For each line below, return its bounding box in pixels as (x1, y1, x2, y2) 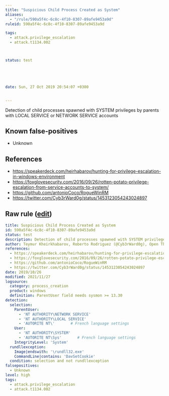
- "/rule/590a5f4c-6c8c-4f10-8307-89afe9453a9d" (10, 17, 114, 22)
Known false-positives (5, 127, 78, 136)
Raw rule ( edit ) (5, 209, 52, 218)
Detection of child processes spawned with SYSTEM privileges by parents (5, 107, 159, 113)
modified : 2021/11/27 (5, 274, 51, 279)
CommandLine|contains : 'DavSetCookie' (14, 354, 96, 359)
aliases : (5, 12, 24, 17)
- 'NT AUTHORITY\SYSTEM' (18, 331, 71, 336)
